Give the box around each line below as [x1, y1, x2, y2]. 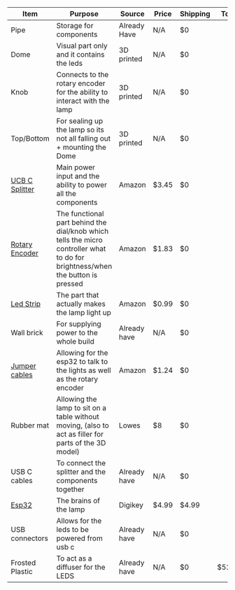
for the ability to [56, 87, 108, 97]
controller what [56, 244, 106, 253]
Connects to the [56, 70, 109, 79]
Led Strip [10, 299, 41, 309]
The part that [56, 290, 99, 300]
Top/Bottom [10, 134, 50, 143]
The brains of [56, 496, 101, 505]
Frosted [10, 558, 36, 568]
